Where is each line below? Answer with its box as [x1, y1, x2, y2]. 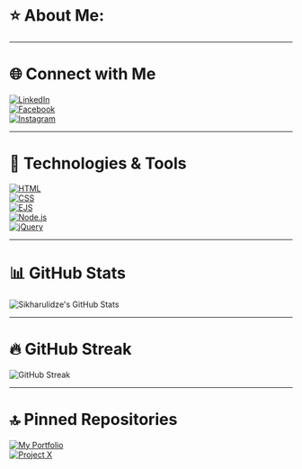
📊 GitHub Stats [9, 263, 127, 283]
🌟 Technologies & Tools [9, 153, 187, 174]
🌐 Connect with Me [9, 64, 156, 85]
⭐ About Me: [9, 5, 105, 26]
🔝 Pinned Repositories [9, 409, 178, 429]
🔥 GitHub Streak [9, 338, 132, 359]
